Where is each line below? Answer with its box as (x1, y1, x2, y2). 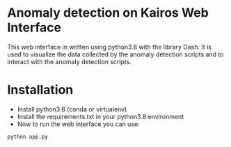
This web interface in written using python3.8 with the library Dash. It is (7, 42, 212, 51)
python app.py (7, 133, 49, 140)
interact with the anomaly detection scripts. (7, 57, 132, 65)
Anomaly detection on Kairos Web (7, 5, 209, 21)
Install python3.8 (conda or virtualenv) (17, 105, 127, 113)
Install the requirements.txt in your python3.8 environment (17, 112, 184, 121)
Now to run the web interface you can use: (17, 120, 141, 128)
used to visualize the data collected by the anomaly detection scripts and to (7, 50, 224, 59)
